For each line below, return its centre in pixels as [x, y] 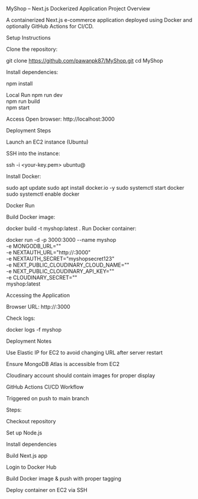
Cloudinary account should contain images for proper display [81, 375]
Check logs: [21, 318]
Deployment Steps [29, 130]
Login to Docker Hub [31, 467]
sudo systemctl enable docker [43, 194]
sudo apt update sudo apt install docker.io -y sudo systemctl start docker [95, 188]
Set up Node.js [24, 433]
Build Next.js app [27, 456]
